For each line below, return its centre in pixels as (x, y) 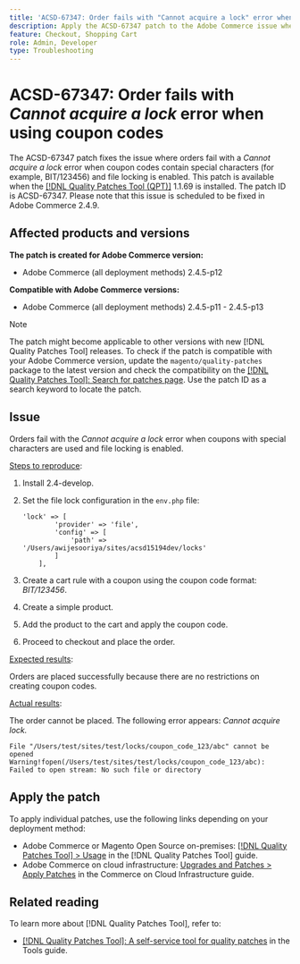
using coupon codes (87, 133)
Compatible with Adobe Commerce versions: (95, 289)
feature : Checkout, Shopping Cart (74, 34)
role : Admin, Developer (54, 42)
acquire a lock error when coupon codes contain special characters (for (142, 167)
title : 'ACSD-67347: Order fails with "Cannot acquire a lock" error (142, 17)
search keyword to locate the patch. (75, 389)
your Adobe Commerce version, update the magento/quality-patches (136, 360)
